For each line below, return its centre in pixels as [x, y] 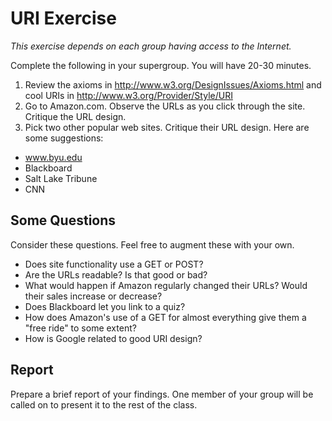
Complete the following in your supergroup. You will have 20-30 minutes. [161, 65]
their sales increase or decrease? [93, 296]
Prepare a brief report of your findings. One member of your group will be [162, 394]
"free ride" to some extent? [80, 328]
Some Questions [63, 220]
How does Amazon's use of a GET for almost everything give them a [165, 317]
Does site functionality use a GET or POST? [114, 264]
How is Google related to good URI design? [113, 338]
